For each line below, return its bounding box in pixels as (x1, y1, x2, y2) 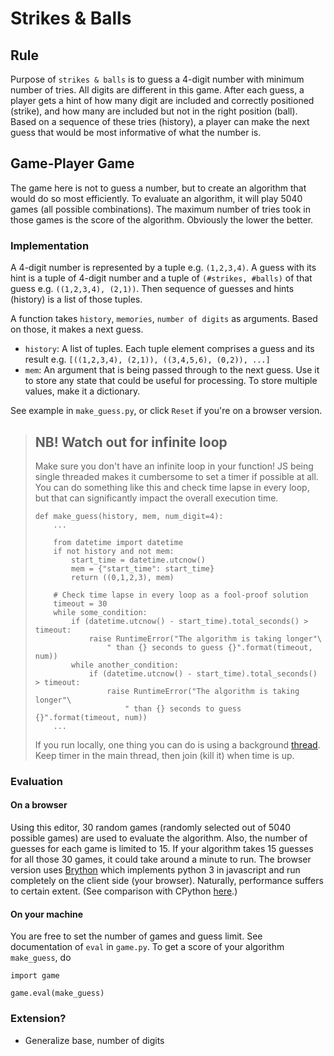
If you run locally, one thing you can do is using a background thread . (34, 738, 321, 751)
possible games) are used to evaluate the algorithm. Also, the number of (10, 832, 308, 844)
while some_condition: (53, 607, 148, 617)
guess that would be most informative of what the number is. (10, 127, 262, 138)
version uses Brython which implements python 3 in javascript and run (10, 864, 301, 876)
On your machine (10, 908, 84, 920)
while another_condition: (71, 660, 179, 670)
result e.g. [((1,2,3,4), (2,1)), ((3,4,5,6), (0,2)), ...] (24, 353, 271, 366)
